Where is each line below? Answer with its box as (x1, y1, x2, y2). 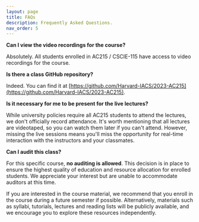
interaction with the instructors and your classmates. (6, 137, 135, 144)
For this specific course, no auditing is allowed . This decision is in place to (6, 160, 189, 167)
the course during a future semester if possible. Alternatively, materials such (6, 196, 193, 204)
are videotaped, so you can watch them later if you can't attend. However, (6, 124, 187, 131)
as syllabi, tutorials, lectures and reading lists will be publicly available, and (6, 203, 189, 210)
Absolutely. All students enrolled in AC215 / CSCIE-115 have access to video (6, 53, 191, 60)
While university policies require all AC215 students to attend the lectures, (6, 112, 187, 119)
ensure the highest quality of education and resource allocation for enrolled (6, 166, 191, 173)
